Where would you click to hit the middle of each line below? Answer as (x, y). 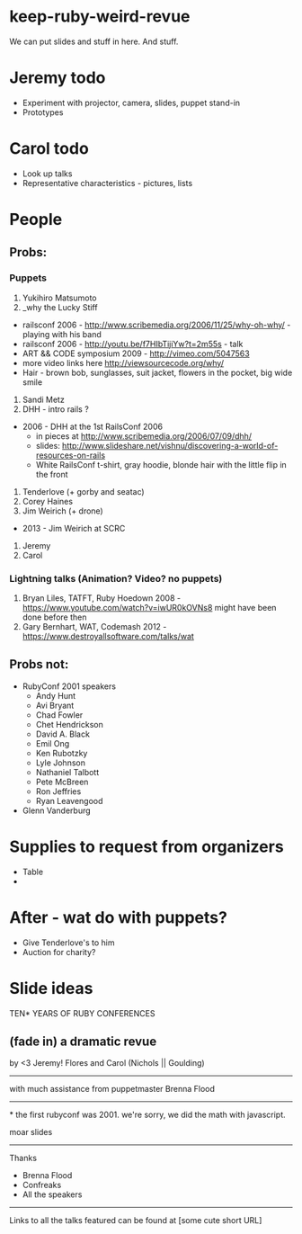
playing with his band (62, 334)
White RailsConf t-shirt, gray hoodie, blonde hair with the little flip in (161, 464)
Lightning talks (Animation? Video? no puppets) (116, 578)
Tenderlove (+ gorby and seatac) (84, 491)
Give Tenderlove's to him (68, 943)
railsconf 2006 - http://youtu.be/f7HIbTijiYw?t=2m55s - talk (133, 344)
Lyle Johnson (60, 763)
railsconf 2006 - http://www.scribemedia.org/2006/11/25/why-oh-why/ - (156, 325)
